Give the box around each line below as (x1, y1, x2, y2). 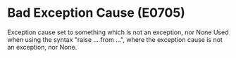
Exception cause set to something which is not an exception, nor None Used (7, 28, 229, 36)
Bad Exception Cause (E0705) (7, 5, 185, 21)
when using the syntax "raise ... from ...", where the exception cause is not (7, 35, 223, 43)
